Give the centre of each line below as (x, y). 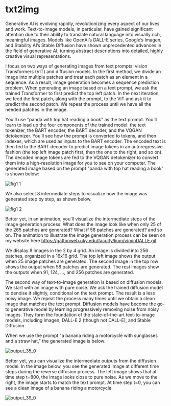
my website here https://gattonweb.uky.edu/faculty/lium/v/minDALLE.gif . (82, 240)
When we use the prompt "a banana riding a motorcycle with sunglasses (82, 335)
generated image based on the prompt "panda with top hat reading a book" (84, 168)
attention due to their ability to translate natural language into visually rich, (83, 34)
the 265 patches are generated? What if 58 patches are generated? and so (84, 230)
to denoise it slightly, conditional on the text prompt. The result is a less (80, 293)
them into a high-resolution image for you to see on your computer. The (80, 163)
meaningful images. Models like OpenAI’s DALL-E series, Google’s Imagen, (83, 40)
